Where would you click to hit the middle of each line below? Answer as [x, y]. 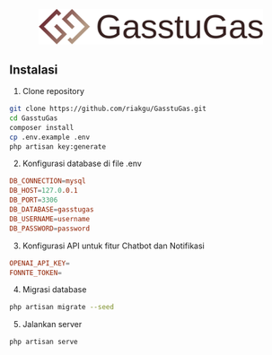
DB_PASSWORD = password [50, 229]
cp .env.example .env [50, 137]
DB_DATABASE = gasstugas [52, 210]
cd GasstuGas [34, 118]
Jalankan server [52, 325]
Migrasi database [54, 290]
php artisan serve [44, 342]
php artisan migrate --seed [62, 307]
